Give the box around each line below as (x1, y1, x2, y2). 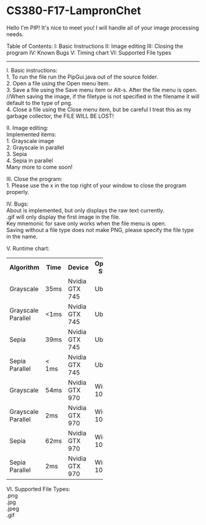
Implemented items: (6, 130, 56, 138)
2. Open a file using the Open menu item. (6, 79, 110, 87)
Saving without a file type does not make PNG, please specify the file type (6, 226, 194, 233)
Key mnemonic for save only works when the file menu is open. (6, 219, 167, 227)
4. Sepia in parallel (6, 157, 53, 164)
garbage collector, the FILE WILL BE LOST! (6, 112, 115, 120)
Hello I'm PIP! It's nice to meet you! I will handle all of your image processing (6, 24, 199, 31)
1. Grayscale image (6, 137, 55, 144)
